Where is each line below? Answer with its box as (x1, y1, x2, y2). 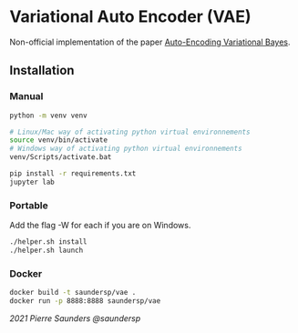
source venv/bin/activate (9, 136, 108, 145)
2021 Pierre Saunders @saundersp (9, 312, 141, 324)
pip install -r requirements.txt (9, 169, 137, 178)
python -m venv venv (9, 111, 88, 120)
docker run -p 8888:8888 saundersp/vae (9, 296, 161, 306)
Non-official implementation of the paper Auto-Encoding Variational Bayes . (9, 36, 291, 47)
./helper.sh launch (9, 246, 84, 255)
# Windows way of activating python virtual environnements (9, 144, 243, 154)
